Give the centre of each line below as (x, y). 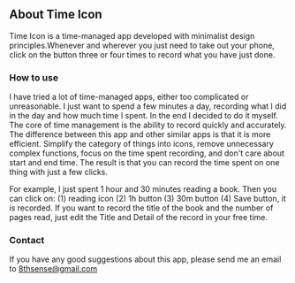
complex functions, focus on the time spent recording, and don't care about (147, 153)
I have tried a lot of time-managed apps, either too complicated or (129, 97)
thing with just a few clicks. (59, 172)
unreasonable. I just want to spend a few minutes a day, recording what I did (148, 106)
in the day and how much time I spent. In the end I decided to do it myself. (144, 116)
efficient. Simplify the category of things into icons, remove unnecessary (141, 144)
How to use (34, 77)
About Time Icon (56, 15)
